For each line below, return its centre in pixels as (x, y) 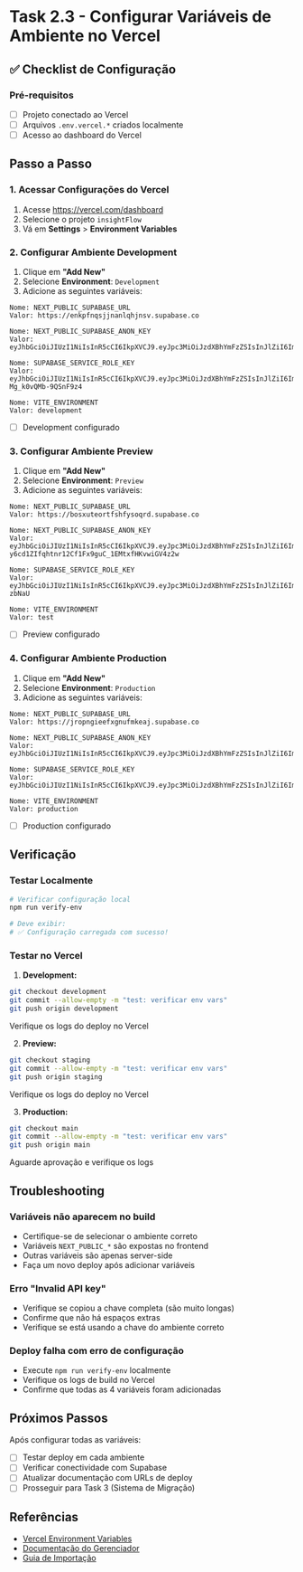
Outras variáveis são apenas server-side (97, 1255)
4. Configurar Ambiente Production (88, 658)
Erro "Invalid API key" (58, 1288)
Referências (44, 1517)
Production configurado (66, 826)
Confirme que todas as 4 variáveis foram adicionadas (122, 1389)
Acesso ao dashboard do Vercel (82, 135)
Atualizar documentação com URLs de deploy (107, 1478)
